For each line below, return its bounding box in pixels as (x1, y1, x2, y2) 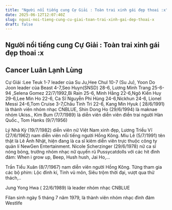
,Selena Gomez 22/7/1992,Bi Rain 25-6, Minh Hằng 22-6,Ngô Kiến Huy (12, 90, 162, 96)
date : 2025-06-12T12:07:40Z (5, 12, 66, 17)
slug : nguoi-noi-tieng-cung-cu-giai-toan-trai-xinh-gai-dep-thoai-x (5, 17, 155, 22)
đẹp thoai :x (5, 48, 44, 57)
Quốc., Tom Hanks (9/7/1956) (5, 117, 68, 123)
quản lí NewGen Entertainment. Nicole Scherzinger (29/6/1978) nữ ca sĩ (5, 143, 156, 149)
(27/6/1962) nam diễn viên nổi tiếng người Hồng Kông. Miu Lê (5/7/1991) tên (5, 133, 165, 139)
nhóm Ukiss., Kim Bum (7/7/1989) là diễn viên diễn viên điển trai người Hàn (5, 112, 163, 118)
